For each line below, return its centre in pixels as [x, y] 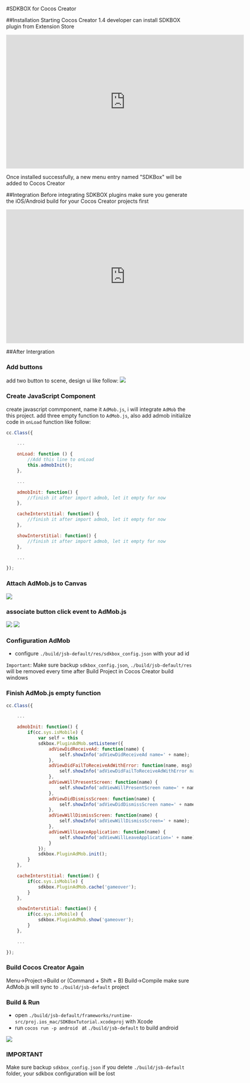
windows [17, 678]
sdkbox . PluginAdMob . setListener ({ [80, 743]
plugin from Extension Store [40, 26]
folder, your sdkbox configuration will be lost [61, 1073]
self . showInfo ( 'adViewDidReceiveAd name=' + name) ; [124, 755]
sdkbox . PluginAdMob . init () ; [73, 854]
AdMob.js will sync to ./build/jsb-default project [68, 987]
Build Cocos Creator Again [45, 968]
